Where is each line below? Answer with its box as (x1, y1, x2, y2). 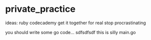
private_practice (5, 3, 75, 15)
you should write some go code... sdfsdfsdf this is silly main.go (5, 29, 136, 35)
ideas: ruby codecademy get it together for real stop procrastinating (5, 20, 146, 26)
